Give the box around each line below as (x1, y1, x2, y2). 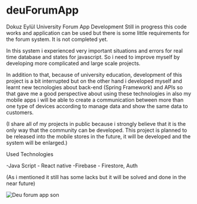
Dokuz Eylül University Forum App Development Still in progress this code (6, 23, 187, 30)
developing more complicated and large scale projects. (6, 60, 141, 67)
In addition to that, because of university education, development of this (6, 71, 182, 78)
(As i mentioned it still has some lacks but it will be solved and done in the (6, 173, 186, 180)
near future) (6, 180, 36, 187)
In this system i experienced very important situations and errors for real (6, 47, 183, 54)
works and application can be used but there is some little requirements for (6, 29, 190, 36)
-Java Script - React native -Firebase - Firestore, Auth (6, 162, 138, 169)
